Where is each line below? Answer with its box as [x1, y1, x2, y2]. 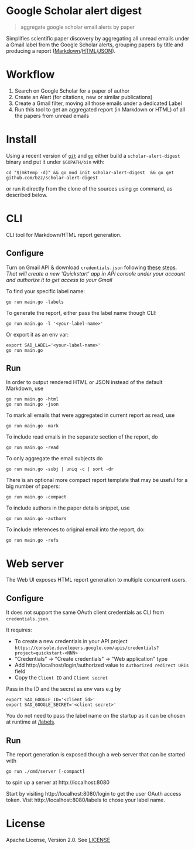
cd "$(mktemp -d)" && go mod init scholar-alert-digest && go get [6, 169, 175, 175]
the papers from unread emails [14, 112, 90, 119]
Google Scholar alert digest [6, 4, 142, 18]
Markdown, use [6, 385, 44, 392]
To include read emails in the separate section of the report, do [6, 433, 158, 440]
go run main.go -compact [6, 494, 67, 500]
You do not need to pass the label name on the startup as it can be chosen [6, 712, 186, 719]
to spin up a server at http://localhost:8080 [6, 779, 110, 786]
